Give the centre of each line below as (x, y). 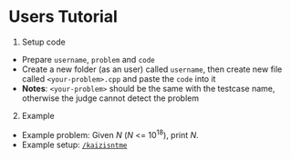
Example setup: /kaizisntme (74, 144)
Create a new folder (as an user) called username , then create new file (152, 69)
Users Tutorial (63, 17)
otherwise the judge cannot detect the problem (110, 98)
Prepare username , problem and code (88, 59)
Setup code (43, 42)
